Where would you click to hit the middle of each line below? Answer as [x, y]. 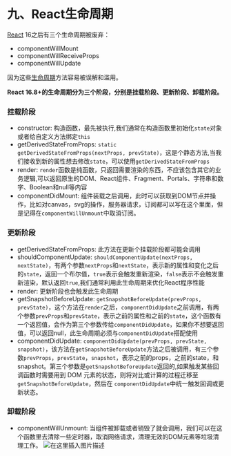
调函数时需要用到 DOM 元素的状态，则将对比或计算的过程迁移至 [108, 374]
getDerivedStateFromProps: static [67, 144]
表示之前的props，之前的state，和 [170, 357]
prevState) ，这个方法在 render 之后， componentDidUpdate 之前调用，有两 [118, 307]
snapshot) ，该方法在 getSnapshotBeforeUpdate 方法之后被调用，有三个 [115, 349]
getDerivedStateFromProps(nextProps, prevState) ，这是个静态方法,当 [116, 153]
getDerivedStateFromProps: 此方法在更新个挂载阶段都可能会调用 [109, 249]
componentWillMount [48, 48]
